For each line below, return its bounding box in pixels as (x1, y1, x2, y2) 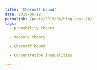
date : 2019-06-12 (5, 12, 41, 17)
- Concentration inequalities (9, 53, 72, 58)
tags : (5, 21, 16, 26)
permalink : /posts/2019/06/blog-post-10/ (5, 16, 93, 21)
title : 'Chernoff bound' (5, 7, 57, 12)
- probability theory (9, 26, 55, 31)
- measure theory (9, 35, 46, 40)
